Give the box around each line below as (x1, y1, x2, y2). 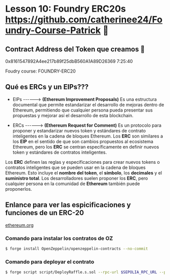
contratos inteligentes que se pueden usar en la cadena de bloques (5, 164, 146, 170)
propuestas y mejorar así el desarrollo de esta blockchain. (12, 112, 134, 118)
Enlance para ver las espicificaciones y (5, 201, 131, 209)
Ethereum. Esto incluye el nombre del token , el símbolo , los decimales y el (5, 169, 162, 176)
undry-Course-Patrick (5, 25, 101, 36)
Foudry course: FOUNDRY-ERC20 (5, 68, 76, 74)
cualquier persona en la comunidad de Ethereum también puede (5, 181, 140, 187)
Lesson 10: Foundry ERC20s (5, 3, 126, 15)
